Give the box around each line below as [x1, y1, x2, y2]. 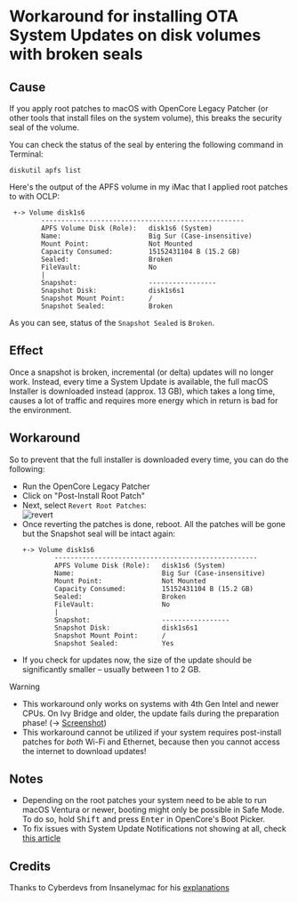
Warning [9, 681, 40, 692]
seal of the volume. [9, 122, 80, 133]
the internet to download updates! [21, 745, 147, 756]
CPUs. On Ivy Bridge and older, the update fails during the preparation [21, 708, 280, 719]
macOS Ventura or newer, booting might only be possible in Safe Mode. [21, 804, 285, 816]
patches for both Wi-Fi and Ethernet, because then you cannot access [21, 736, 280, 747]
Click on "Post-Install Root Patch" [21, 490, 145, 500]
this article [21, 833, 61, 843]
